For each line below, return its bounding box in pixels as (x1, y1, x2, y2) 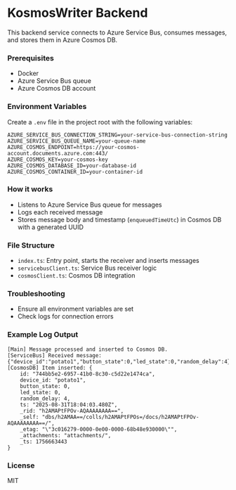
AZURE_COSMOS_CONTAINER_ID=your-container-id (7, 168, 143, 175)
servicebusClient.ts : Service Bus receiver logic (17, 264, 157, 272)
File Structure (7, 240, 55, 250)
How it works (7, 184, 53, 194)
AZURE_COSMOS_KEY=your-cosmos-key (7, 156, 109, 163)
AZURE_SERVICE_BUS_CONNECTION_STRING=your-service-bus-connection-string (7, 131, 228, 138)
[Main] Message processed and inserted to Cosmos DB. (7, 346, 169, 353)
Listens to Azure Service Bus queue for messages (17, 200, 163, 209)
